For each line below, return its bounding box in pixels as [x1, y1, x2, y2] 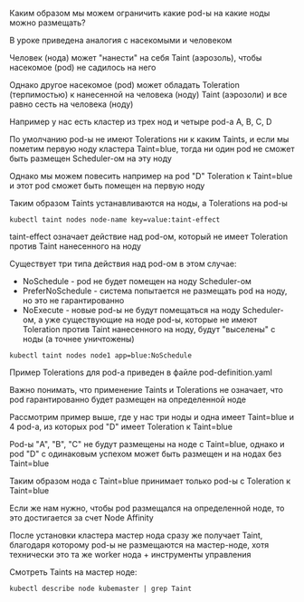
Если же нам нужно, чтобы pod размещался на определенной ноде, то [9, 502, 285, 513]
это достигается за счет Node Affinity [9, 512, 154, 523]
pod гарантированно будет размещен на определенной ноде [9, 394, 247, 405]
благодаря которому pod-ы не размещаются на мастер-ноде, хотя [9, 540, 270, 550]
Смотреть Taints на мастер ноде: [9, 567, 138, 578]
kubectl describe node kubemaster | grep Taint [9, 584, 193, 593]
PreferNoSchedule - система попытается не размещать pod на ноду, [22, 285, 288, 296]
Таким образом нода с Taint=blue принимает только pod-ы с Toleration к [9, 475, 291, 486]
